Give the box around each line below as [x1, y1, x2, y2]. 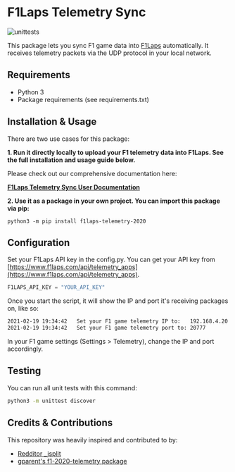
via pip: [7, 204, 30, 212]
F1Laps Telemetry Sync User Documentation [7, 182, 141, 191]
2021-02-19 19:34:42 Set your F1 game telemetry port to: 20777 [7, 325, 206, 332]
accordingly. [7, 344, 44, 353]
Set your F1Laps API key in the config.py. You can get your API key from [7, 255, 216, 264]
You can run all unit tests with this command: [7, 383, 137, 392]
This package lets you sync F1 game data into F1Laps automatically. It [7, 41, 209, 49]
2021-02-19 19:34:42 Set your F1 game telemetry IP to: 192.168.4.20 [7, 318, 229, 325]
